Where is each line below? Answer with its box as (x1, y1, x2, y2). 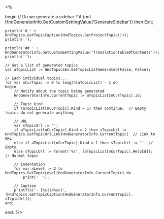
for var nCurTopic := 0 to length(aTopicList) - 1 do (5, 80, 118, 85)
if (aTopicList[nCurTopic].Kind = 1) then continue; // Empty (14, 106, 147, 111)
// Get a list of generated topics (5, 63, 78, 68)
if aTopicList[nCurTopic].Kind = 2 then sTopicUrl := (14, 127, 127, 132)
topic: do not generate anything (5, 110, 74, 115)
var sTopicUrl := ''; (14, 123, 58, 128)
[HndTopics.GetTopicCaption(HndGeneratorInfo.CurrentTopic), (5, 192, 133, 197)
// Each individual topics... (5, 76, 67, 81)
